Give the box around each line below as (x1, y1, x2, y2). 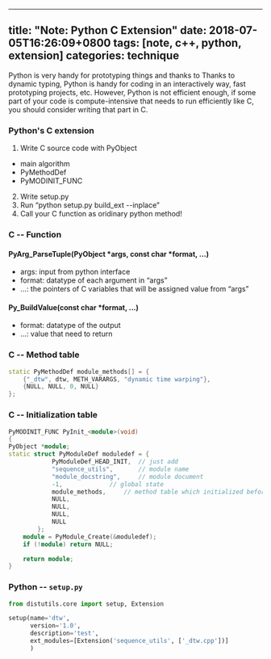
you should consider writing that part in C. (8, 104, 148, 114)
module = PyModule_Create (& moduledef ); (23, 532, 157, 541)
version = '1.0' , (29, 622, 81, 630)
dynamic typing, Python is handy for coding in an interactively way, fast (8, 78, 246, 89)
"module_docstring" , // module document (51, 472, 204, 481)
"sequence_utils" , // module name (51, 465, 190, 473)
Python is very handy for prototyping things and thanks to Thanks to (8, 70, 236, 80)
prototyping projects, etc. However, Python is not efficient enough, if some (8, 87, 256, 97)
